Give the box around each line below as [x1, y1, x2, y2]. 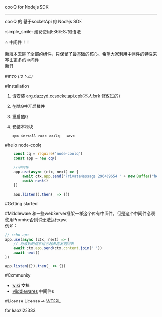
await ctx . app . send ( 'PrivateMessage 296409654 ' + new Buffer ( [22, 174, 152, 179]
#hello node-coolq [5, 142, 42, 148]
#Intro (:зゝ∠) [5, 74, 33, 79]
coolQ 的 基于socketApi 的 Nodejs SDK [5, 19, 82, 24]
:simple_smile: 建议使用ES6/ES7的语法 [5, 29, 81, 34]
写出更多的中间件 [5, 57, 39, 62]
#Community [5, 272, 31, 278]
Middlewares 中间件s [12, 288, 54, 294]
